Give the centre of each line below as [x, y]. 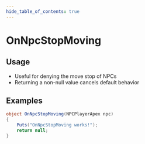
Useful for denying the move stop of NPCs [65, 76]
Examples [24, 101]
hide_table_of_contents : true [43, 11]
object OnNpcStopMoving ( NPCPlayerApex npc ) [60, 114]
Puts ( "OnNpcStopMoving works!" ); [57, 125]
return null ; [32, 131]
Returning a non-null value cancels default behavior [77, 82]
